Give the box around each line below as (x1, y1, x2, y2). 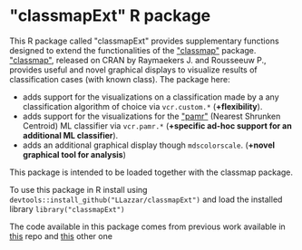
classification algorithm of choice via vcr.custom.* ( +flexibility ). (22, 101, 263, 111)
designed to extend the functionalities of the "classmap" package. (9, 44, 257, 55)
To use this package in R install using (9, 184, 148, 195)
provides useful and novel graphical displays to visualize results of (9, 64, 258, 75)
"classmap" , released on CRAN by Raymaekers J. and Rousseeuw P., (9, 54, 267, 65)
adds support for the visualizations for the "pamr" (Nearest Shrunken (22, 111, 281, 121)
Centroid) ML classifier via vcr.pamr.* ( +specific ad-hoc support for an (22, 120, 292, 131)
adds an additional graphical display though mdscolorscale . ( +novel (22, 139, 275, 150)
